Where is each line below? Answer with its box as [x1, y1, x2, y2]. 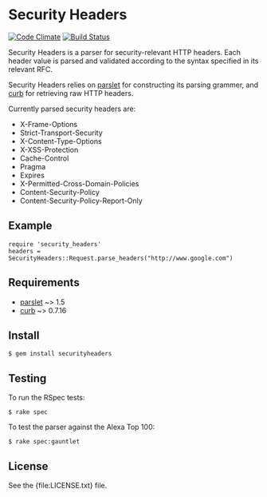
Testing [8, 372, 47, 385]
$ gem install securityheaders [8, 350, 112, 358]
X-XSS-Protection [19, 145, 79, 154]
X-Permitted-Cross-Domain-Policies [19, 178, 139, 189]
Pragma [19, 161, 46, 171]
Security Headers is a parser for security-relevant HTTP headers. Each [8, 47, 241, 57]
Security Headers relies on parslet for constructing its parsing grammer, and [8, 80, 259, 89]
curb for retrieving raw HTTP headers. [8, 88, 134, 97]
